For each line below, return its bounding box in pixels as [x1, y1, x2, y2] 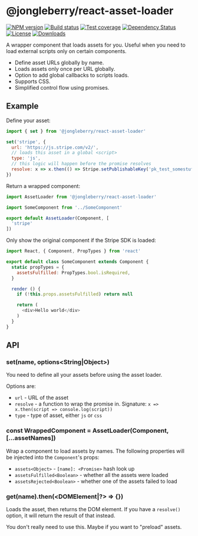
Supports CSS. [14, 78, 51, 85]
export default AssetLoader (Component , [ [6, 215, 110, 221]
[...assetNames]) [6, 434, 56, 442]
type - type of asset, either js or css [14, 412, 103, 419]
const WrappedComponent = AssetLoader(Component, [6, 426, 169, 435]
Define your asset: [6, 117, 51, 124]
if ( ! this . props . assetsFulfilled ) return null [16, 291, 133, 297]
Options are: [6, 383, 37, 390]
